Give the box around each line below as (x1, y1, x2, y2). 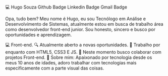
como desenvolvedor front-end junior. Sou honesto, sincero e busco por (5, 27, 155, 32)
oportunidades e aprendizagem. (5, 32, 72, 38)
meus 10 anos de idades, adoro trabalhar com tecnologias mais (5, 60, 137, 65)
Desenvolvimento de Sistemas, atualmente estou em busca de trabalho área (5, 21, 163, 27)
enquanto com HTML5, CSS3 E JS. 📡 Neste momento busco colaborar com (5, 49, 161, 55)
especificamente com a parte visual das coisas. (5, 65, 104, 71)
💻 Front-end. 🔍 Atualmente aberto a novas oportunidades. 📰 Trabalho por (5, 42, 160, 48)
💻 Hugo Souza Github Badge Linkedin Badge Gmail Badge (5, 4, 128, 10)
